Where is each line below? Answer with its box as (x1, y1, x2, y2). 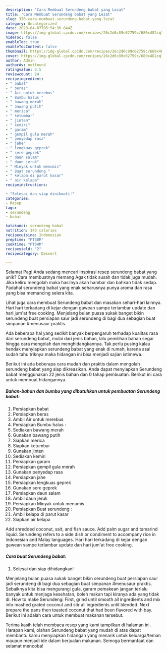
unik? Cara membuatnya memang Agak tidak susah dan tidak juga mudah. (5, 274, 157, 280)
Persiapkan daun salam (12, 490, 61, 496)
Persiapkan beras (12, 411, 49, 417)
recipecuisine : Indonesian (5, 233, 61, 237)
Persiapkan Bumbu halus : (12, 422, 66, 428)
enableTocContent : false (5, 44, 57, 49)
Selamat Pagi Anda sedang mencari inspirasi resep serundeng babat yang (5, 269, 157, 275)
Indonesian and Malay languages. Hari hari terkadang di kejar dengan (5, 536, 148, 543)
